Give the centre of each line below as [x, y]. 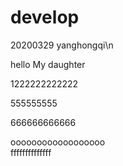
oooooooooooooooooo [58, 142]
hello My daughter [48, 64]
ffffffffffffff [31, 152]
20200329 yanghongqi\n [62, 45]
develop [45, 17]
